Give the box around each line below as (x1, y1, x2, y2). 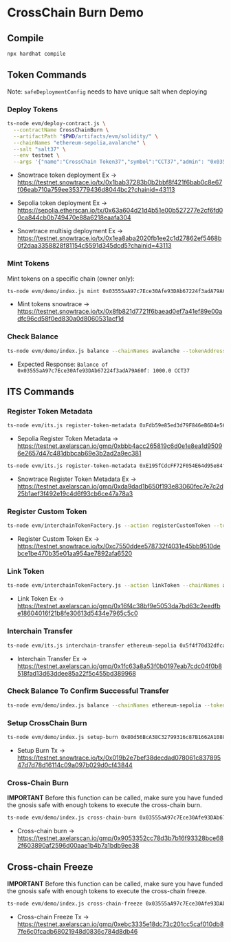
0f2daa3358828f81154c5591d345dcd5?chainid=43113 (16, 242, 172, 250)
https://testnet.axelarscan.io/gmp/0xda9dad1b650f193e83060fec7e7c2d (16, 482, 223, 491)
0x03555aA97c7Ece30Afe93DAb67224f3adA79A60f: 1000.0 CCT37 (16, 367, 190, 374)
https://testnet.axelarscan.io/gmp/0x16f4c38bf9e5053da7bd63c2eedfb (16, 602, 221, 610)
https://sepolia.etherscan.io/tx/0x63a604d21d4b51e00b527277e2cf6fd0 (16, 206, 223, 215)
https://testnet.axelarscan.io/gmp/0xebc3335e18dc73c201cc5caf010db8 (16, 920, 224, 928)
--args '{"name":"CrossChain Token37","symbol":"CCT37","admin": (13, 158, 205, 166)
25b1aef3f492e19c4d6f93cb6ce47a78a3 (16, 490, 133, 498)
